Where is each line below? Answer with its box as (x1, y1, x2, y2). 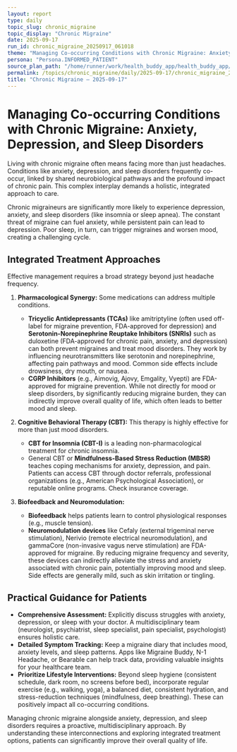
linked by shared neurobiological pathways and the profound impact (27, 174, 226, 183)
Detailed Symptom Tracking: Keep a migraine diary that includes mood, (17, 640, 228, 648)
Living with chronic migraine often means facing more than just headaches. (7, 159, 226, 168)
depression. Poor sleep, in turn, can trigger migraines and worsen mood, (7, 226, 219, 234)
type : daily (7, 17, 42, 24)
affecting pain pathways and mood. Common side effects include (28, 359, 218, 368)
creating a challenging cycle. (7, 233, 91, 242)
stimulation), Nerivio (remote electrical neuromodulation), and (28, 534, 207, 543)
